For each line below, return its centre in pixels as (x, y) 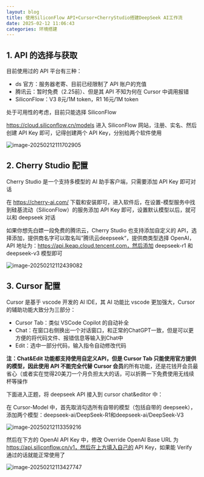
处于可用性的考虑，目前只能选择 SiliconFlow (62, 112)
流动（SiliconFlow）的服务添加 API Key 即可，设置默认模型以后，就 (106, 210)
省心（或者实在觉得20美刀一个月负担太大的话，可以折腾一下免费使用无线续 (100, 373)
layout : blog (23, 12)
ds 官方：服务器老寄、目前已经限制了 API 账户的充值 (81, 84)
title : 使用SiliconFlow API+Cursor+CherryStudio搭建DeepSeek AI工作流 (94, 18)
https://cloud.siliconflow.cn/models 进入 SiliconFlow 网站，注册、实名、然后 (101, 125)
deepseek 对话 (37, 217)
